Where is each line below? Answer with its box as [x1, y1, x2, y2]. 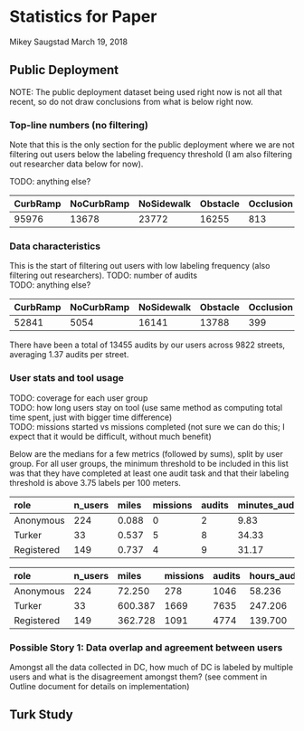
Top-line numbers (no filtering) [9, 119, 149, 131]
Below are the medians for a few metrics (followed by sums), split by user [9, 448, 283, 459]
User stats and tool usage [9, 372, 125, 384]
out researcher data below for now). [9, 158, 144, 169]
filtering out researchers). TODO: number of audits [9, 270, 197, 281]
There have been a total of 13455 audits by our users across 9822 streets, [9, 339, 286, 350]
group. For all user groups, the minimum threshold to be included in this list [9, 458, 289, 469]
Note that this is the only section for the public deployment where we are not [9, 139, 295, 150]
